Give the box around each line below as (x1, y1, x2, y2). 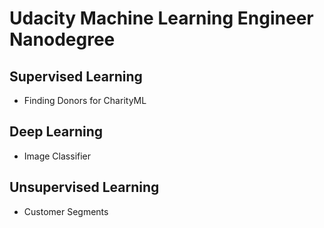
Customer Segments (23, 205, 109, 217)
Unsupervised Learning (9, 179, 160, 196)
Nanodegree (9, 28, 116, 51)
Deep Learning (9, 123, 103, 141)
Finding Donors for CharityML (23, 95, 147, 106)
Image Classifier (23, 150, 92, 162)
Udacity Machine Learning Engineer (9, 7, 314, 30)
